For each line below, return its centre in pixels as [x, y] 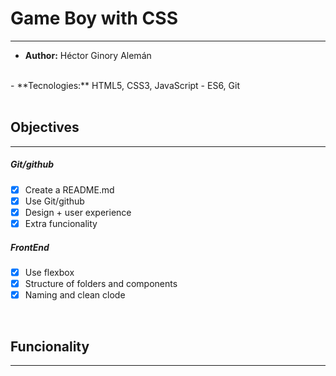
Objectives [45, 127]
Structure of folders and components [101, 283]
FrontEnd [30, 247]
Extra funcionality [61, 223]
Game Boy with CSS [94, 18]
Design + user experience [78, 212]
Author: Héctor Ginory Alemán [88, 55]
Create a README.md [69, 189]
